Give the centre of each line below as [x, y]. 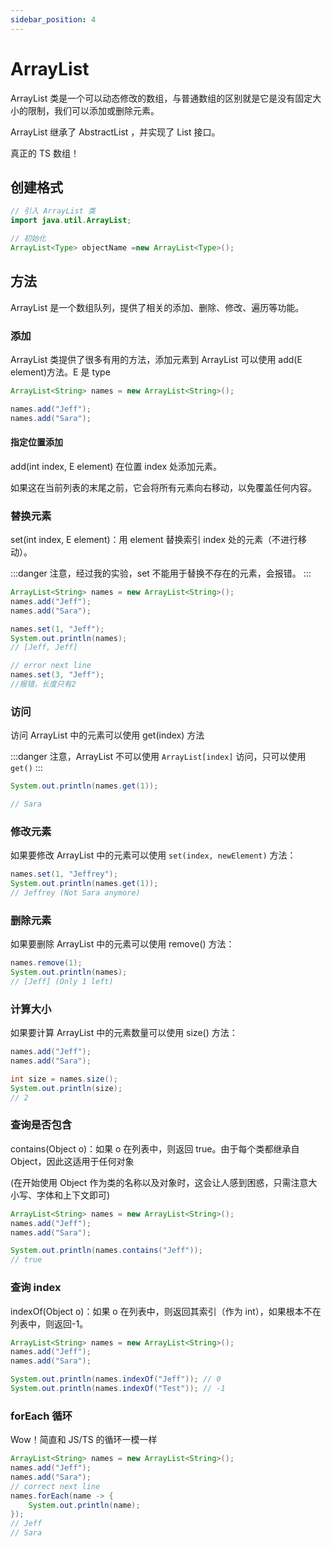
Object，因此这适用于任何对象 [72, 1161]
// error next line [51, 666]
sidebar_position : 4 [53, 19]
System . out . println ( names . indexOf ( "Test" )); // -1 [118, 1389]
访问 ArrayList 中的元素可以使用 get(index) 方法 [107, 735]
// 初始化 [28, 239]
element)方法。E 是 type [60, 372]
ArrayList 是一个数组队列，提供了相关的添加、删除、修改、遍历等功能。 [157, 307]
